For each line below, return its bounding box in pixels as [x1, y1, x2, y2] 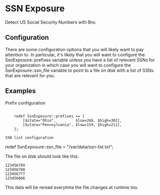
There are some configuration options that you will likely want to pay [5, 46, 144, 52]
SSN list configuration [5, 135, 54, 140]
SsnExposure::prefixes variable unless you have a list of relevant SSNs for [5, 57, 155, 63]
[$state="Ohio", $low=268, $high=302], [23, 118, 122, 123]
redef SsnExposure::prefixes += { [14, 113, 85, 118]
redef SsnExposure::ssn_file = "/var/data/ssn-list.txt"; [5, 143, 114, 150]
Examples [5, 87, 36, 95]
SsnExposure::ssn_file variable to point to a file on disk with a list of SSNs [5, 67, 154, 73]
